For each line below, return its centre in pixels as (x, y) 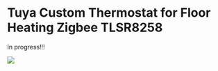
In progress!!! (26, 47)
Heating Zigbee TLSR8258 (85, 27)
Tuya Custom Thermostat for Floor (109, 13)
